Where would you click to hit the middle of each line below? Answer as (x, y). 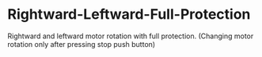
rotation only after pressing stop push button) (82, 44)
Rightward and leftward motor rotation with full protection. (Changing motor (131, 36)
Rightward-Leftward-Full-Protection (129, 14)
